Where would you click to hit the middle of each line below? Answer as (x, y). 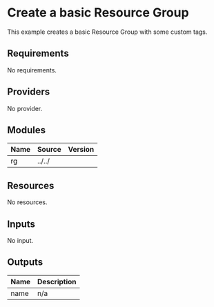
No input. (20, 240)
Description (57, 281)
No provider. (25, 108)
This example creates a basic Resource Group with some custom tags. (107, 32)
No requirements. (32, 70)
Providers (29, 92)
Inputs (21, 224)
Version (81, 150)
